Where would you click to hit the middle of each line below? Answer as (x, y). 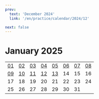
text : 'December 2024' (32, 14)
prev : (10, 9)
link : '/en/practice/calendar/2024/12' (49, 18)
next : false (17, 27)
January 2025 (34, 51)
